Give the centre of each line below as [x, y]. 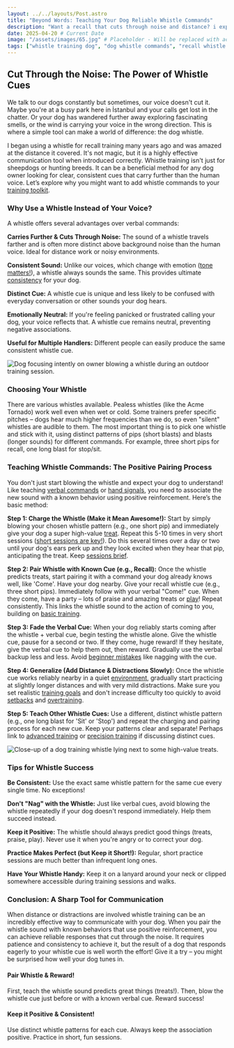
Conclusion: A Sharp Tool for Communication [85, 899]
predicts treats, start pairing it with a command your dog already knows [110, 576]
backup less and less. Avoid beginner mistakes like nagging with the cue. [112, 657]
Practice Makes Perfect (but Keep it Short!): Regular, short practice [105, 853]
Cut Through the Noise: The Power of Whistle [108, 74]
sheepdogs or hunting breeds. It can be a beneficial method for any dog [110, 168]
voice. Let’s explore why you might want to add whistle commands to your [114, 182]
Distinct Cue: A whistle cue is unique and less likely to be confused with [111, 293]
